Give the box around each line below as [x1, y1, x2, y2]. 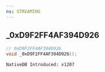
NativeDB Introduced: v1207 [6, 62, 75, 68]
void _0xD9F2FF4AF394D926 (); [6, 51, 77, 57]
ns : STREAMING [6, 8, 41, 15]
